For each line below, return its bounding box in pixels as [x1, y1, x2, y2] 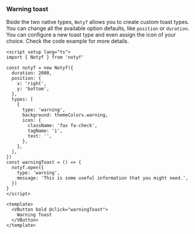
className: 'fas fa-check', [28, 122, 97, 129]
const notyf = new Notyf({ [6, 65, 74, 71]
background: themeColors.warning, [22, 112, 109, 118]
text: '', [28, 133, 52, 139]
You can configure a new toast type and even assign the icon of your [6, 31, 176, 38]
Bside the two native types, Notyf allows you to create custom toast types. [6, 19, 190, 26]
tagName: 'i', [28, 128, 63, 134]
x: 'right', [17, 80, 47, 87]
